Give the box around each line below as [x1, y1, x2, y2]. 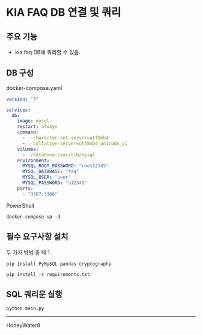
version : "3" [6, 96, 39, 102]
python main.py [6, 305, 44, 311]
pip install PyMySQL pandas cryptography [6, 261, 112, 267]
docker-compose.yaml [6, 84, 63, 91]
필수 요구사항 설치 [6, 232, 69, 242]
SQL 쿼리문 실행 [6, 289, 63, 299]
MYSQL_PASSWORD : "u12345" [22, 180, 87, 186]
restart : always [17, 124, 58, 130]
